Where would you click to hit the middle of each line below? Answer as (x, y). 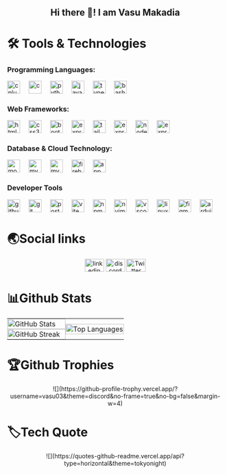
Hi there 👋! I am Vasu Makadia (115, 13)
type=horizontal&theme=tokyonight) (115, 463)
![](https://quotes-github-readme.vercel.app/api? (115, 456)
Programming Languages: (51, 69)
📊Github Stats (49, 298)
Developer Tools (35, 188)
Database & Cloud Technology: (60, 149)
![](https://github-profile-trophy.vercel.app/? (115, 388)
